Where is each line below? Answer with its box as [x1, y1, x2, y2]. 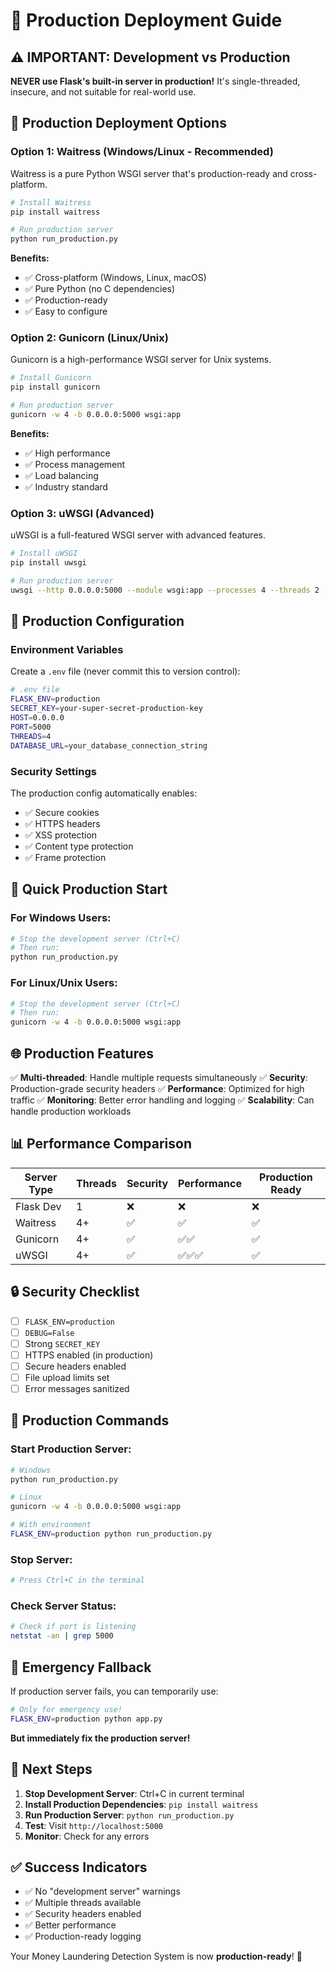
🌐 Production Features [10, 1045, 154, 1062]
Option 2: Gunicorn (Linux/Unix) [10, 331, 169, 345]
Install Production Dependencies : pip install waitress [24, 1798, 259, 1810]
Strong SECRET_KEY [24, 1337, 101, 1349]
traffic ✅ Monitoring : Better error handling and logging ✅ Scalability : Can [10, 1094, 315, 1106]
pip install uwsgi [10, 558, 87, 568]
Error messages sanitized [24, 1382, 130, 1394]
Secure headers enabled [24, 1360, 127, 1372]
